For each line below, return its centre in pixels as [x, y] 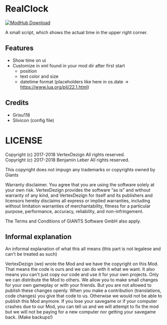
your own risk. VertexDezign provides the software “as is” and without [78, 190]
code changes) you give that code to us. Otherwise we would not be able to [84, 296]
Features [19, 48]
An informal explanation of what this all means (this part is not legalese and [83, 249]
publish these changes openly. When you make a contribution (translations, [83, 291]
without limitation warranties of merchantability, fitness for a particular [78, 206]
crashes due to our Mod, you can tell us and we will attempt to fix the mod [82, 306]
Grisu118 [21, 115]
